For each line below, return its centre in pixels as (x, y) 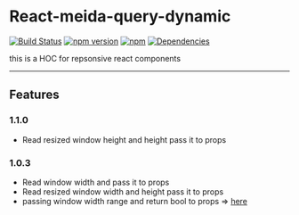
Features (34, 95)
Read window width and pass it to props (96, 182)
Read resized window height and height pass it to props (124, 139)
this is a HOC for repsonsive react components (95, 58)
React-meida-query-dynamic (120, 17)
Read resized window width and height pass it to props (123, 191)
